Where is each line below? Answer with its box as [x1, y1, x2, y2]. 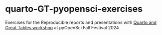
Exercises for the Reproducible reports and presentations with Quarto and [5, 19, 157, 25]
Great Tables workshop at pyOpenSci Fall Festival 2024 [5, 24, 119, 30]
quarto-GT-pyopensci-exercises [5, 3, 143, 15]
